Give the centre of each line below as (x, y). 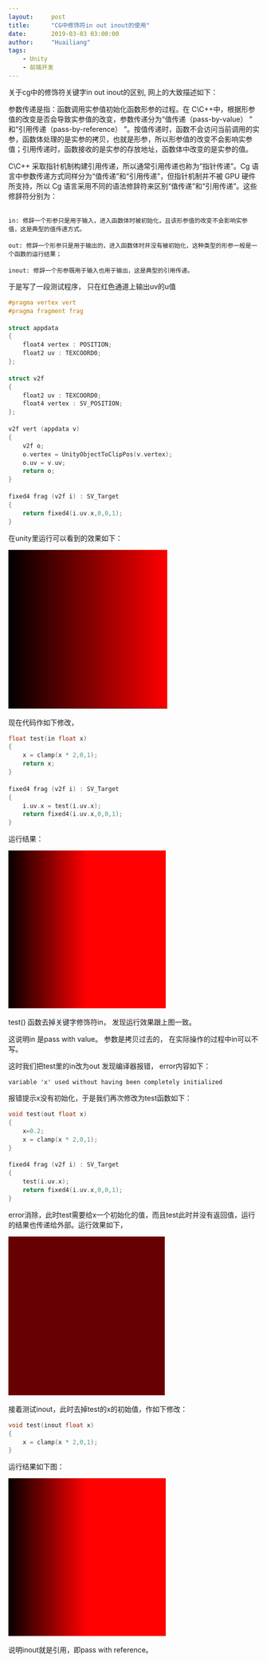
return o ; (39, 471)
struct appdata (33, 328)
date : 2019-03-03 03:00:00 (64, 34)
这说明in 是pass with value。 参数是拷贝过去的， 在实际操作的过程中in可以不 (133, 1040)
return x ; (39, 764)
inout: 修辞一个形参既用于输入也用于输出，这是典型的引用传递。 (101, 270)
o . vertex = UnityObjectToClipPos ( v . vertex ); (98, 454)
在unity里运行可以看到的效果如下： (65, 538)
